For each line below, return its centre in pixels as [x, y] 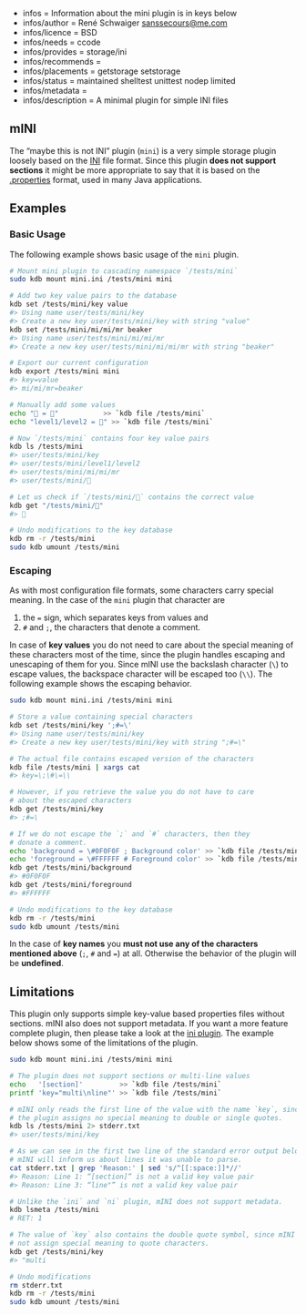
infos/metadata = [55, 91]
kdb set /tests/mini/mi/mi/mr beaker [81, 330]
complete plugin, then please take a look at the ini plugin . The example [142, 1034]
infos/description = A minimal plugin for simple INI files [126, 100]
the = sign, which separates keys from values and [115, 617]
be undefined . [36, 963]
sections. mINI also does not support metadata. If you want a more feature [149, 1024]
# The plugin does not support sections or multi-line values [130, 1076]
